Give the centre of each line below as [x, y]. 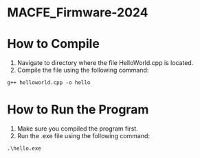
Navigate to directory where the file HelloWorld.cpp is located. [105, 63]
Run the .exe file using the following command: [83, 136]
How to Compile [53, 44]
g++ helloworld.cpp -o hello [49, 83]
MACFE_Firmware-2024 [78, 13]
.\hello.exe [24, 148]
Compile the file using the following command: [83, 70]
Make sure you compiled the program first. [78, 129]
